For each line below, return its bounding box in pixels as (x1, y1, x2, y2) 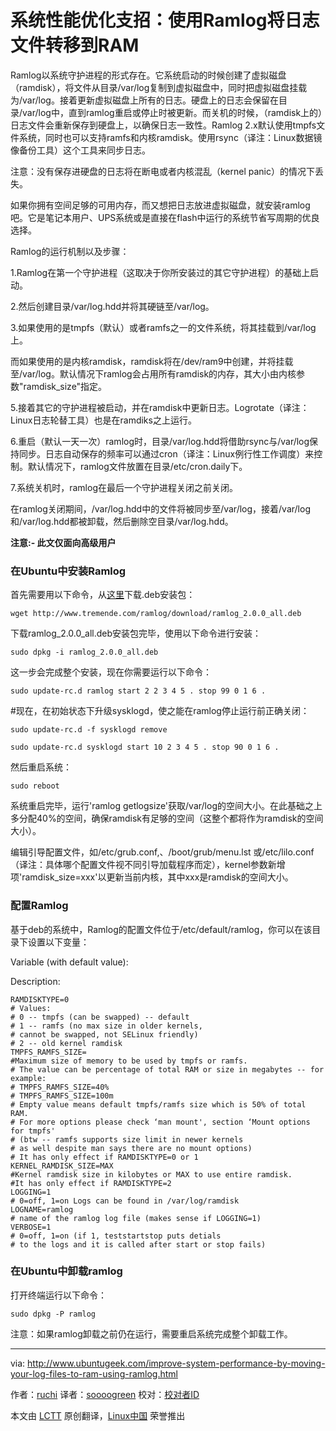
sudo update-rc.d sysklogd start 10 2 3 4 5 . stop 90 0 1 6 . (10, 742, 280, 753)
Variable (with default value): (10, 956, 129, 968)
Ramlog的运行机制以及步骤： (10, 245, 130, 257)
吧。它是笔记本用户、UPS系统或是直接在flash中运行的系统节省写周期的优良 (10, 211, 320, 223)
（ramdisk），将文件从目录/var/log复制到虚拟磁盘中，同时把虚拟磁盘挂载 (10, 81, 308, 93)
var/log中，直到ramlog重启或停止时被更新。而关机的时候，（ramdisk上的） (22, 106, 323, 118)
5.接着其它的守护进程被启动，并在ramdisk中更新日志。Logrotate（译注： (10, 401, 310, 413)
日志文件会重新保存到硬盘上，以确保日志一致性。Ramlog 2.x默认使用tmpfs (10, 119, 317, 131)
